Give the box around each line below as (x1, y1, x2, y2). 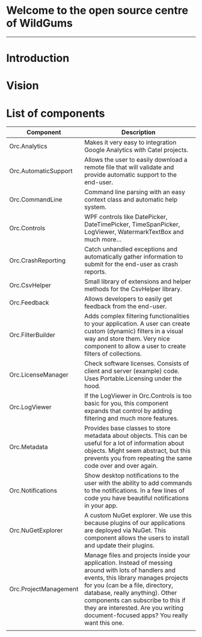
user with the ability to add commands (84, 479, 192, 487)
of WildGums (6, 16, 73, 30)
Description (121, 128, 156, 137)
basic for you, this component (84, 399, 168, 408)
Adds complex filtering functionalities (84, 312, 190, 321)
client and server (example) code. (84, 367, 180, 375)
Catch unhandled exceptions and (84, 245, 177, 253)
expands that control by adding (84, 407, 173, 415)
